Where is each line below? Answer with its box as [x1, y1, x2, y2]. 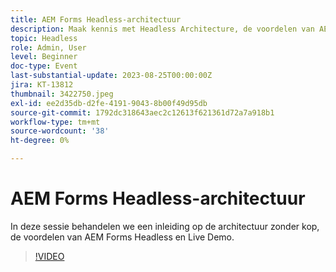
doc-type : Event [10, 61, 78, 71]
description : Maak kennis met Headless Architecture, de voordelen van [10, 24, 315, 34]
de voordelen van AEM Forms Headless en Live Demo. [10, 231, 235, 243]
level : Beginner [10, 52, 78, 62]
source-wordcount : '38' [10, 126, 110, 136]
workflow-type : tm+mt [10, 117, 101, 127]
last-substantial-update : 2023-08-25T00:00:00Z [10, 71, 213, 81]
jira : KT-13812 [10, 80, 74, 90]
